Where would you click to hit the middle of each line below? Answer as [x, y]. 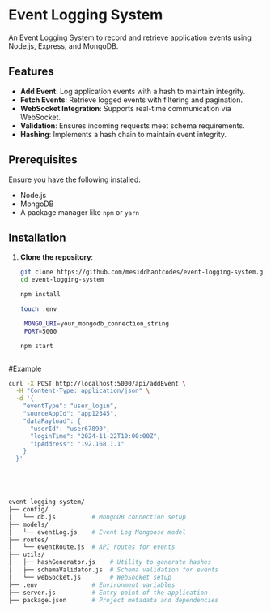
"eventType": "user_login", [70, 406]
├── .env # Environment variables [92, 585]
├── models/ [28, 524]
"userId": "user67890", [70, 429]
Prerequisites [43, 160]
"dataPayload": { [52, 421]
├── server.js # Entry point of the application [108, 593]
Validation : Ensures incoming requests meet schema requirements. [132, 125]
